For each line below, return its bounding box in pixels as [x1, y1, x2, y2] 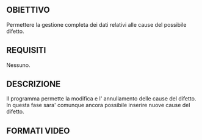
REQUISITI [6, 45, 46, 55]
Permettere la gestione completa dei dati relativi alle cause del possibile [6, 21, 187, 28]
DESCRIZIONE [6, 79, 61, 89]
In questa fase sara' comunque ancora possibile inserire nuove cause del [6, 102, 190, 109]
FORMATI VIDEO [6, 125, 70, 136]
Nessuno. [6, 61, 31, 69]
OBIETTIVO [6, 5, 50, 15]
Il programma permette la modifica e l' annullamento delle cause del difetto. [6, 95, 197, 102]
